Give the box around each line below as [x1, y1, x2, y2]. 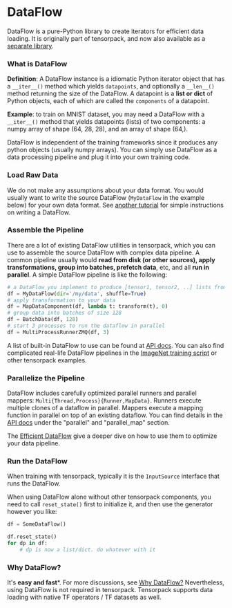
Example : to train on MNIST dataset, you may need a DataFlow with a [7, 110, 205, 118]
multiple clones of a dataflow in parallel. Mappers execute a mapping [7, 404, 204, 412]
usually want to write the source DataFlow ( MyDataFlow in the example [7, 193, 205, 201]
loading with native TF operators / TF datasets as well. [7, 593, 162, 602]
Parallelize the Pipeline [7, 373, 85, 383]
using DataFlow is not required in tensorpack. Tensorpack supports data [7, 586, 213, 594]
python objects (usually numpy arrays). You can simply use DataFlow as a [7, 146, 217, 154]
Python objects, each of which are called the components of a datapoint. [7, 97, 210, 105]
